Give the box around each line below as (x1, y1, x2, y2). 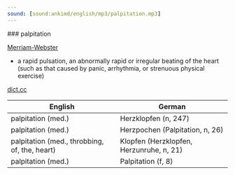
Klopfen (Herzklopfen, (120, 136, 193, 146)
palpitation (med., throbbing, (10, 136, 104, 146)
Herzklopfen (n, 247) (120, 113, 190, 123)
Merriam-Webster (7, 43, 59, 51)
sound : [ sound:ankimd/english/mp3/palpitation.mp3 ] (7, 10, 161, 17)
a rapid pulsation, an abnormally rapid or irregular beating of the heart (17, 57, 219, 65)
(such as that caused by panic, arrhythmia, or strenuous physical (17, 64, 205, 72)
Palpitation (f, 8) (120, 156, 173, 166)
